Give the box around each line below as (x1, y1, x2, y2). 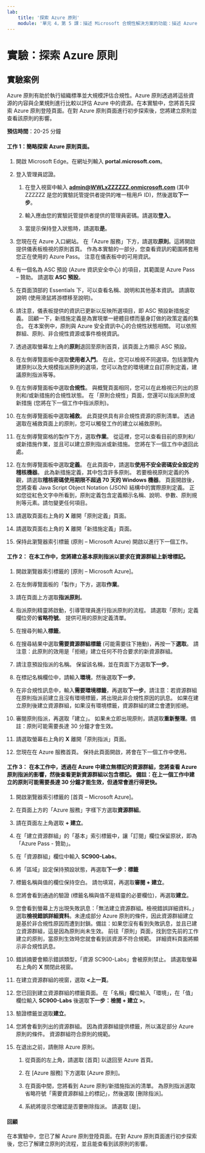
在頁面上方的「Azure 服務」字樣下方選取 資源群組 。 (15, 806, 145, 813)
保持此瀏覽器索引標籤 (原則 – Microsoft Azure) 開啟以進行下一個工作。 (15, 538, 192, 545)
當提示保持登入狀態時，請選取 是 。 (24, 224, 111, 232)
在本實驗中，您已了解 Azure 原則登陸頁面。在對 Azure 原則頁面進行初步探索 (7, 1132, 197, 1140)
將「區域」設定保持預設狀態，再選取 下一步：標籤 (15, 865, 139, 873)
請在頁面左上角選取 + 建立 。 (15, 819, 87, 826)
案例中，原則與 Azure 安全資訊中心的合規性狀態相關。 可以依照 (38, 322, 197, 329)
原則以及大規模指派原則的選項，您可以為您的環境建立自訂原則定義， (21, 363, 192, 371)
